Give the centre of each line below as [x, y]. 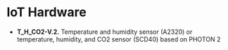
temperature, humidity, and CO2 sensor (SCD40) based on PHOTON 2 [119, 39]
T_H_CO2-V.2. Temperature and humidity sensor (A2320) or [104, 32]
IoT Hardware [47, 12]
